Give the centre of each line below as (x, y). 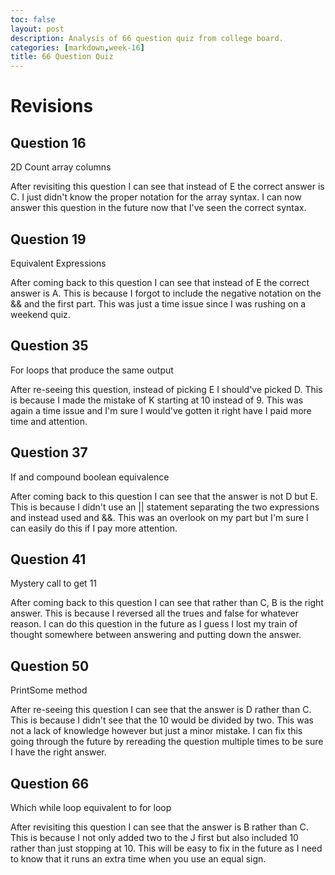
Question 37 (49, 452)
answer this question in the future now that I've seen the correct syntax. (158, 208)
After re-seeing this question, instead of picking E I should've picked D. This (166, 389)
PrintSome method (49, 690)
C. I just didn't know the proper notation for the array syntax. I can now (156, 197)
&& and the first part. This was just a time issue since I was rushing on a (158, 303)
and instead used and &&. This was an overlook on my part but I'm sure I (159, 517)
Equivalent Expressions (58, 263)
